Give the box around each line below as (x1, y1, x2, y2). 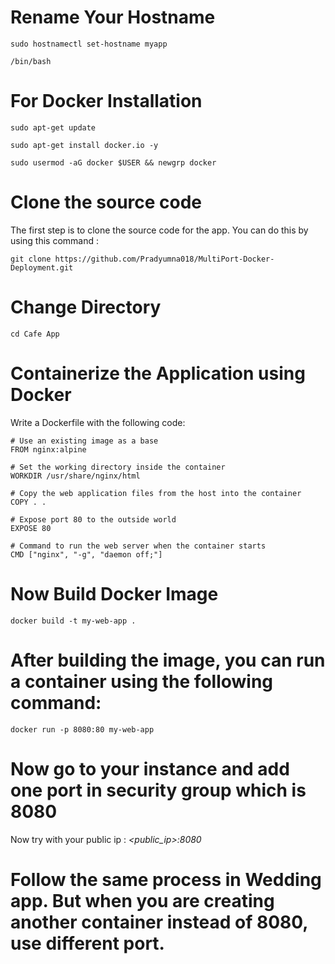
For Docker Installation (10, 90, 203, 113)
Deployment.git (10, 262, 74, 273)
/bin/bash (10, 56, 52, 66)
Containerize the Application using (10, 362, 306, 385)
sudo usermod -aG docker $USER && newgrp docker (10, 157, 217, 168)
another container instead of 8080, (10, 911, 308, 933)
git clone (10, 254, 52, 264)
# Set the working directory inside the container (10, 462, 226, 472)
